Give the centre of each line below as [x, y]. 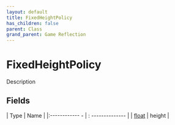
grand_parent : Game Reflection [46, 35]
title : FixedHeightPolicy [39, 18]
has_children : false [33, 23]
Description [21, 82]
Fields [18, 101]
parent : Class [24, 29]
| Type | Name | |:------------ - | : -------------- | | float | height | [88, 115]
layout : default [27, 12]
